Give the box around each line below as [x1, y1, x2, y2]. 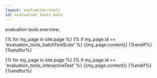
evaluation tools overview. [5, 26, 60, 32]
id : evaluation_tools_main [5, 12, 63, 17]
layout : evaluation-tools [5, 7, 60, 13]
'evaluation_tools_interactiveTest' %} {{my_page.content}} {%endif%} [5, 62, 152, 68]
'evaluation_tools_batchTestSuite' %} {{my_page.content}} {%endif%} [5, 41, 152, 47]
